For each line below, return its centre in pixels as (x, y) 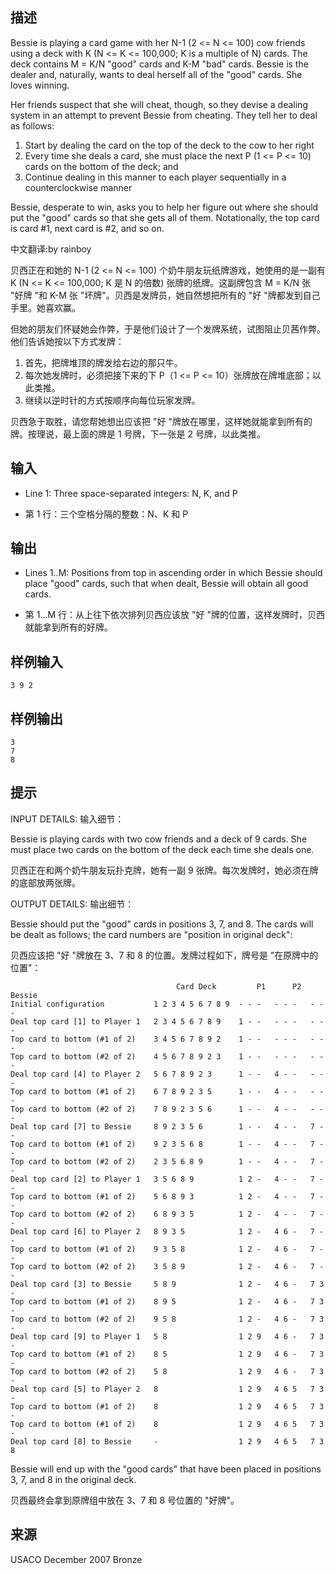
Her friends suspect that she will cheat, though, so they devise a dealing (159, 104)
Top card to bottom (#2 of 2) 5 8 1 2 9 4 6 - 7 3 (167, 1371)
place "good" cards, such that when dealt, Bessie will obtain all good (166, 584)
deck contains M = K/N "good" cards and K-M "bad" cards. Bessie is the (159, 64)
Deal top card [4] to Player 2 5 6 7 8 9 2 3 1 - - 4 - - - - (167, 1074)
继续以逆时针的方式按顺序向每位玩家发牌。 (112, 400)
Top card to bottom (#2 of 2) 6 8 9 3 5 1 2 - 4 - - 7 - (167, 1214)
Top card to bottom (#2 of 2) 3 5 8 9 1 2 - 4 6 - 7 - (167, 1266)
